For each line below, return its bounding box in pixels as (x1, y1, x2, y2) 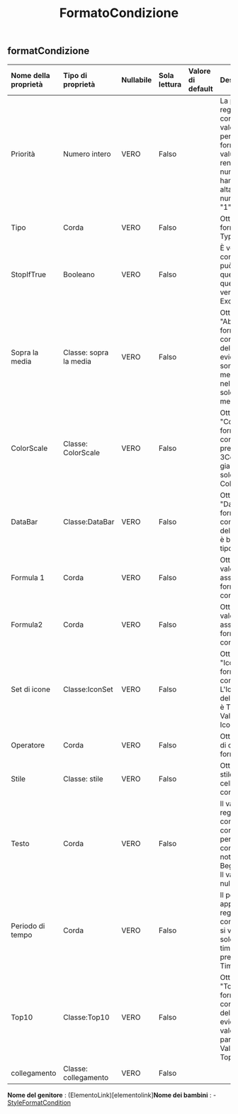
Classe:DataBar (63, 516, 115, 526)
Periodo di (11, 920, 45, 930)
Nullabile (121, 74, 152, 84)
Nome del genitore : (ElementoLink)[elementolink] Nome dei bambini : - (7, 1091, 217, 1099)
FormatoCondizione (59, 5, 179, 21)
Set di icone (11, 684, 51, 694)
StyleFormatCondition (7, 1098, 72, 1107)
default (188, 84, 214, 94)
